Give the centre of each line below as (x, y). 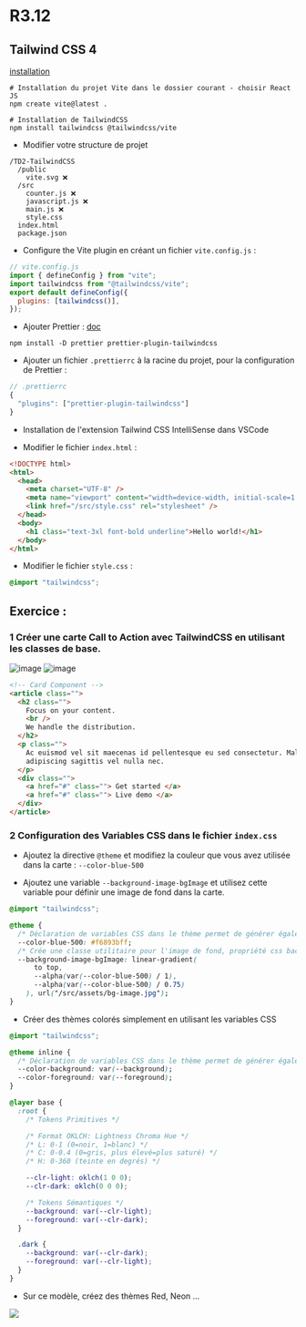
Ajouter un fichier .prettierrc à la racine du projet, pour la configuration (158, 360)
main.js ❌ (45, 210)
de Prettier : (45, 370)
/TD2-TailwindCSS (42, 161)
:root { (32, 1111)
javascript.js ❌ (57, 201)
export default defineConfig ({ (69, 293)
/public (32, 170)
